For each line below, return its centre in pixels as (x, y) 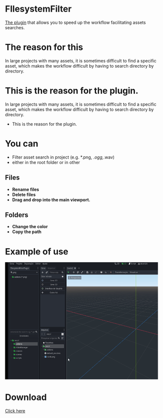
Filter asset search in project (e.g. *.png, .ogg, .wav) (63, 157)
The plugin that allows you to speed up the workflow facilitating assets (75, 22)
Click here (15, 411)
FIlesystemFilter (38, 9)
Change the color (30, 227)
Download (26, 397)
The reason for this (44, 47)
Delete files (24, 194)
